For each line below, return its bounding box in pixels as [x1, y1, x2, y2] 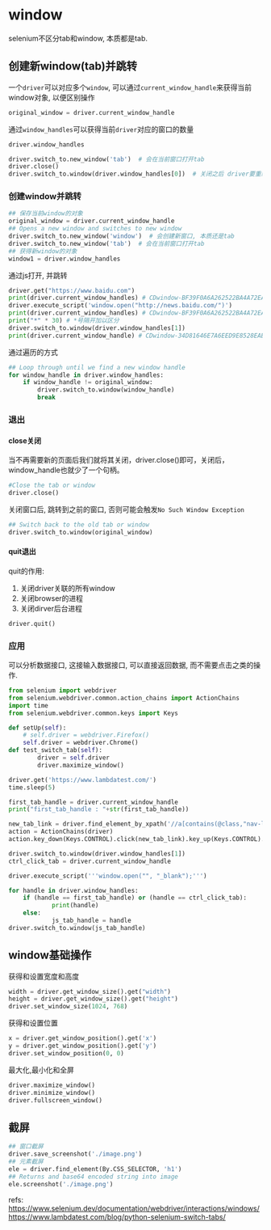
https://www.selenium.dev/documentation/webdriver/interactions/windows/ [8, 1203, 261, 1213]
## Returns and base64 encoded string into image [8, 1173, 179, 1181]
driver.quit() [8, 619, 56, 628]
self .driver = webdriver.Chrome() [23, 738, 139, 747]
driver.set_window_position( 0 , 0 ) [8, 1049, 125, 1057]
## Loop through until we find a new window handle [8, 363, 186, 371]
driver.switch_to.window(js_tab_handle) [8, 924, 147, 932]
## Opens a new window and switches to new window [8, 225, 182, 233]
